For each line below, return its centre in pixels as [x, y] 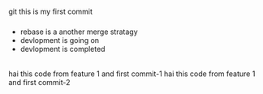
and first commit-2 [39, 83]
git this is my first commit [51, 11]
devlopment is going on [60, 40]
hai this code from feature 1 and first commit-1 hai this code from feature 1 [132, 74]
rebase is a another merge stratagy [79, 32]
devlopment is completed [63, 49]
